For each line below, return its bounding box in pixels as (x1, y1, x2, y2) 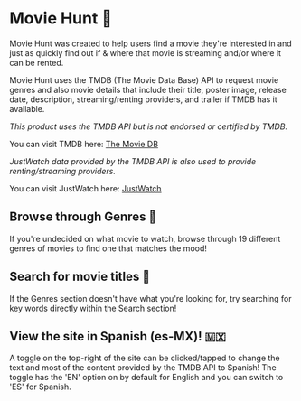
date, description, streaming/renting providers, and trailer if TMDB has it (9, 94, 277, 105)
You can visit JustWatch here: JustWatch (9, 182, 162, 193)
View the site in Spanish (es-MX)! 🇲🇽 (9, 329, 226, 344)
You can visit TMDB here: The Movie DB (9, 138, 159, 149)
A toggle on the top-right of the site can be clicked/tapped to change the (9, 352, 280, 364)
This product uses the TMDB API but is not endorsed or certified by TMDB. (9, 121, 287, 132)
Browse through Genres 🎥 (9, 210, 157, 225)
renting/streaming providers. (9, 165, 116, 176)
